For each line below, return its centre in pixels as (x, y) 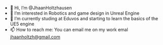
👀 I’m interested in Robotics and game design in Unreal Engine (75, 13)
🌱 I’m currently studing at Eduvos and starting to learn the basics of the (84, 18)
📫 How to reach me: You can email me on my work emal (69, 30)
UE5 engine (22, 24)
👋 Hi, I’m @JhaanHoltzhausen (41, 8)
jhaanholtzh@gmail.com (35, 37)
